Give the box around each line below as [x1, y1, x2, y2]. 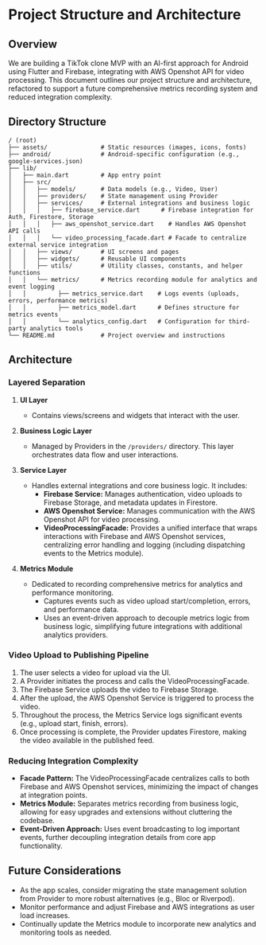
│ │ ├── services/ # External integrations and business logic [8, 199, 250, 207]
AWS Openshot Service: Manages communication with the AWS [43, 506, 256, 515]
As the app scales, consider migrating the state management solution [19, 885, 248, 895]
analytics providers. [43, 630, 109, 639]
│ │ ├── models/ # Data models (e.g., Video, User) [8, 185, 218, 193]
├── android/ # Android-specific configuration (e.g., [8, 150, 240, 158]
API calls [8, 227, 41, 235]
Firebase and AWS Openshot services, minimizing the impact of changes [19, 782, 259, 791]
